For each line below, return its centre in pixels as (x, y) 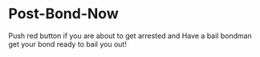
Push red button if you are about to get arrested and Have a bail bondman (130, 36)
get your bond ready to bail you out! (67, 44)
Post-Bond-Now (63, 14)
